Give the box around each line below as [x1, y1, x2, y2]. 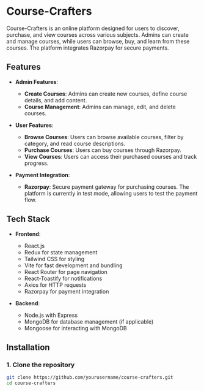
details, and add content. [24, 96, 87, 104]
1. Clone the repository [6, 360, 75, 369]
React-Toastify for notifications [24, 275, 103, 282]
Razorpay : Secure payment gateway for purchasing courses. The [24, 183, 189, 191]
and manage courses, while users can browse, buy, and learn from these [6, 37, 190, 45]
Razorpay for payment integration [24, 287, 109, 295]
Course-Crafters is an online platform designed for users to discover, [6, 25, 180, 32]
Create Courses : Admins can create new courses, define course [24, 90, 188, 97]
